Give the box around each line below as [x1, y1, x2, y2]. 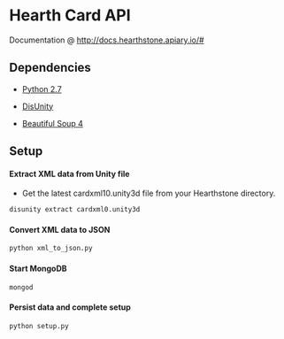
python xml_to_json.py [9, 244, 93, 253]
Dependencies [9, 60, 91, 75]
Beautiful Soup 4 [21, 118, 84, 128]
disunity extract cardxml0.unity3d [9, 205, 141, 214]
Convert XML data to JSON [9, 224, 111, 235]
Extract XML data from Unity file [9, 168, 130, 179]
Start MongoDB [9, 263, 68, 274]
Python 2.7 [21, 83, 62, 94]
